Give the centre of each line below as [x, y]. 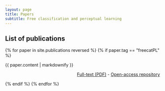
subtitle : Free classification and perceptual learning [63, 19]
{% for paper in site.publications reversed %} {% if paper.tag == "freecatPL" [82, 50]
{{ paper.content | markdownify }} [39, 65]
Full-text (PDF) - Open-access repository [118, 74]
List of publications [35, 38]
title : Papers [20, 14]
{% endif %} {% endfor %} [32, 84]
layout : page [18, 10]
